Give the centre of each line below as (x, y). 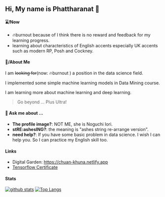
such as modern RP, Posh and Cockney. (53, 51)
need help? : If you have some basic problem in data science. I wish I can (86, 134)
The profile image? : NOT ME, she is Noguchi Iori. (62, 124)
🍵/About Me (18, 62)
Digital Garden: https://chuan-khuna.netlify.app (60, 162)
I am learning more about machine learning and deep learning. (68, 92)
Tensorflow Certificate (35, 167)
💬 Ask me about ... (24, 113)
